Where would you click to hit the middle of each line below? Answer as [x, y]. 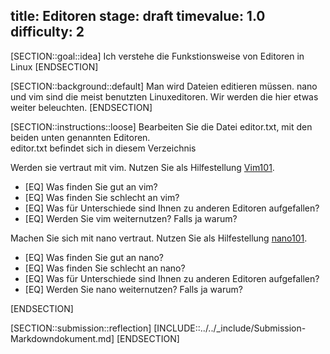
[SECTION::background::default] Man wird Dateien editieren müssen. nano [164, 86]
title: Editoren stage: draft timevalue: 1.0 [138, 16]
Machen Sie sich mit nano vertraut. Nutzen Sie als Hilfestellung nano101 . [159, 238]
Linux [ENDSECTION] [54, 66]
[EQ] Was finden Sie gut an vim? [91, 186]
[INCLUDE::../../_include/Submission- [230, 328]
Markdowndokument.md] [62, 338]
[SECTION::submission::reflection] [81, 328]
